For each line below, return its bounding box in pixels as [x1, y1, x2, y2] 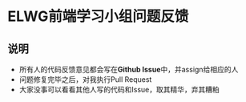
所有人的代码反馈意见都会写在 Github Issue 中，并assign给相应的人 [18, 65, 239, 74]
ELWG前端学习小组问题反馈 [7, 7, 189, 26]
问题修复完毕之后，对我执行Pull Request [18, 75, 152, 84]
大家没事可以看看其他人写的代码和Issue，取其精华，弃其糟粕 [18, 85, 220, 94]
